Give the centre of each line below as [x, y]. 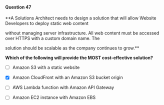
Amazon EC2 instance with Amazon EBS [54, 97]
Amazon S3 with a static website [46, 67]
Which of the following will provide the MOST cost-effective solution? [79, 58]
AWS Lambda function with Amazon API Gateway [63, 87]
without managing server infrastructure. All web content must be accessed [82, 33]
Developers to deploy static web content [47, 23]
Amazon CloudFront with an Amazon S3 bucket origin [68, 77]
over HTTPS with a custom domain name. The [52, 38]
